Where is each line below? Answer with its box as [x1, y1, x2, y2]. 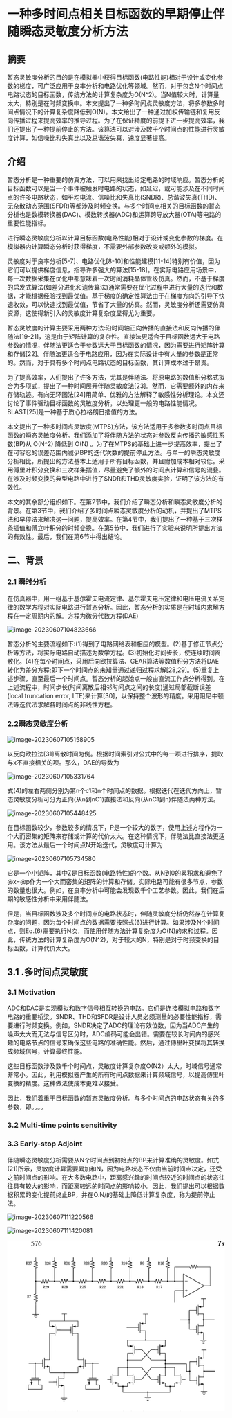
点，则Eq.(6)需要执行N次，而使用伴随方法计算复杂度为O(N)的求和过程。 [7, 926, 212, 935]
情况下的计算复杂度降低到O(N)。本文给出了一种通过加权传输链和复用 [19, 108, 215, 116]
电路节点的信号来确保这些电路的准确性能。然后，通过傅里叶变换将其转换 [19, 1038, 225, 1047]
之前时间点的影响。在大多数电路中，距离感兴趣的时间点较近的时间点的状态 [7, 1173, 219, 1181]
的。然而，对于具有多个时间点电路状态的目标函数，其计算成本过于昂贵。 [7, 358, 213, 366]
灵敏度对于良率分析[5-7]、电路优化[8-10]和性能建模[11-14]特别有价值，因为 [7, 257, 221, 265]
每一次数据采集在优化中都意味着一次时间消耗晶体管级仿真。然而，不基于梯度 [7, 274, 225, 283]
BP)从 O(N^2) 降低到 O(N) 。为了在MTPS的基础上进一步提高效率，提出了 [15, 439, 222, 447]
